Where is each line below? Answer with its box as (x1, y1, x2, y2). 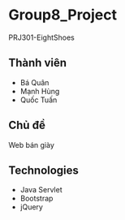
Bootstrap (19, 193, 54, 204)
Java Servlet (19, 185, 62, 195)
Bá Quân (19, 77, 50, 87)
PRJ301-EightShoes (8, 32, 75, 42)
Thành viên (8, 56, 67, 70)
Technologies (8, 163, 80, 177)
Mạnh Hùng (19, 86, 60, 96)
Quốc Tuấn (19, 95, 58, 105)
